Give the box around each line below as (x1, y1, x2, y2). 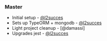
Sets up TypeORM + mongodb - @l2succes (11, 20, 102, 26)
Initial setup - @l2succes (11, 15, 63, 21)
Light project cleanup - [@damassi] (11, 25, 85, 31)
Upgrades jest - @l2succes (11, 31, 68, 37)
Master (4, 3, 23, 10)
